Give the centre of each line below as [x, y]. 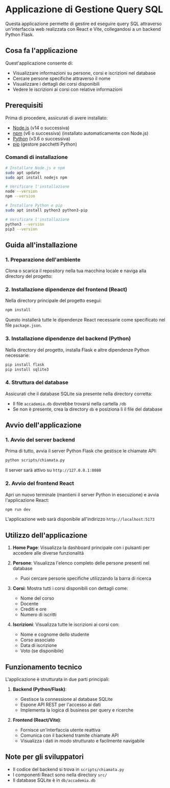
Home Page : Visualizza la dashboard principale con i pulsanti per [81, 548]
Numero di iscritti [39, 615]
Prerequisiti [24, 105]
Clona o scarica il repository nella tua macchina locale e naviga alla [76, 271]
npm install [18, 310]
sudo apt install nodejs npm [36, 177]
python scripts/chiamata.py [35, 460]
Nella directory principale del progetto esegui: [54, 300]
